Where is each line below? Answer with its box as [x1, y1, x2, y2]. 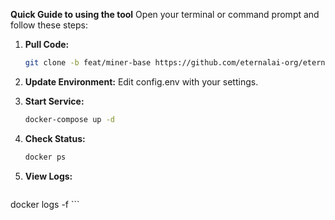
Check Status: [24, 132, 86, 144]
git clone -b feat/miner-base [24, 58, 152, 68]
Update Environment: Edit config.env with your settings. [24, 75, 259, 88]
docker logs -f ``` [10, 198, 80, 210]
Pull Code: [24, 39, 70, 50]
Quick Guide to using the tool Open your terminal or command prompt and [10, 9, 320, 20]
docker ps [24, 152, 67, 162]
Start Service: [24, 95, 85, 107]
